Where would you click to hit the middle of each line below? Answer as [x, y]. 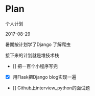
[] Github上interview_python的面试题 [51, 88]
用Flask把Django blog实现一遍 [44, 77]
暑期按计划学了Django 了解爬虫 [38, 44]
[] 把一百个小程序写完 [35, 66]
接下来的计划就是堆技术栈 [32, 55]
